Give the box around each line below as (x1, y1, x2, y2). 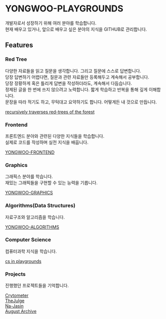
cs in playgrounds (5, 258, 42, 264)
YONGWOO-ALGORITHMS (5, 224, 59, 230)
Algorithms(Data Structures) (5, 202, 76, 209)
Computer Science (5, 237, 51, 243)
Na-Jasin (5, 303, 24, 309)
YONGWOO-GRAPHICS (5, 190, 53, 196)
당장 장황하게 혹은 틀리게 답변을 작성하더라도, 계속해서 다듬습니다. (5, 80, 132, 86)
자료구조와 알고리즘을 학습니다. (5, 214, 65, 220)
